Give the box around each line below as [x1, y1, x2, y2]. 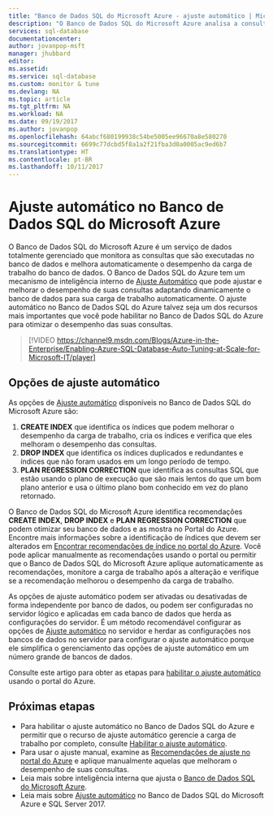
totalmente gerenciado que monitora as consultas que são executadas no [8, 251, 254, 261]
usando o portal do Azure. [8, 676, 96, 686]
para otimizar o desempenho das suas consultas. [8, 320, 173, 330]
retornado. [19, 490, 56, 500]
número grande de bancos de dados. [8, 651, 132, 662]
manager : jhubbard [8, 50, 71, 58]
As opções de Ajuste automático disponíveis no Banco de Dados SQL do [8, 397, 252, 407]
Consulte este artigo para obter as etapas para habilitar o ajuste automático [8, 667, 262, 677]
